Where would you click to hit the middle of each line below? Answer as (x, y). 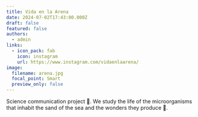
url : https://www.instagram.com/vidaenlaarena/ (78, 62)
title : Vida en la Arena (37, 12)
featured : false (27, 28)
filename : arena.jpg (37, 73)
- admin (21, 40)
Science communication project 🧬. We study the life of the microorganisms (99, 101)
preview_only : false (37, 85)
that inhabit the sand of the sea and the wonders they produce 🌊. (87, 108)
